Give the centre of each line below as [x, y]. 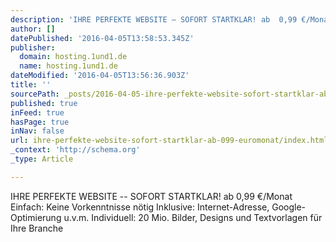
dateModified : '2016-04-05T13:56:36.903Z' [100, 76]
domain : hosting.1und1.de [73, 57]
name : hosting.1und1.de [68, 66]
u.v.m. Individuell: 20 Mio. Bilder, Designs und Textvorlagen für [193, 217]
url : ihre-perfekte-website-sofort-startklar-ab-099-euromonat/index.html [169, 141]
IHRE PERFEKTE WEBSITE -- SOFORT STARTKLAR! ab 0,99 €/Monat [151, 196]
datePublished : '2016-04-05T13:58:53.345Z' [102, 38]
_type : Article [42, 159]
